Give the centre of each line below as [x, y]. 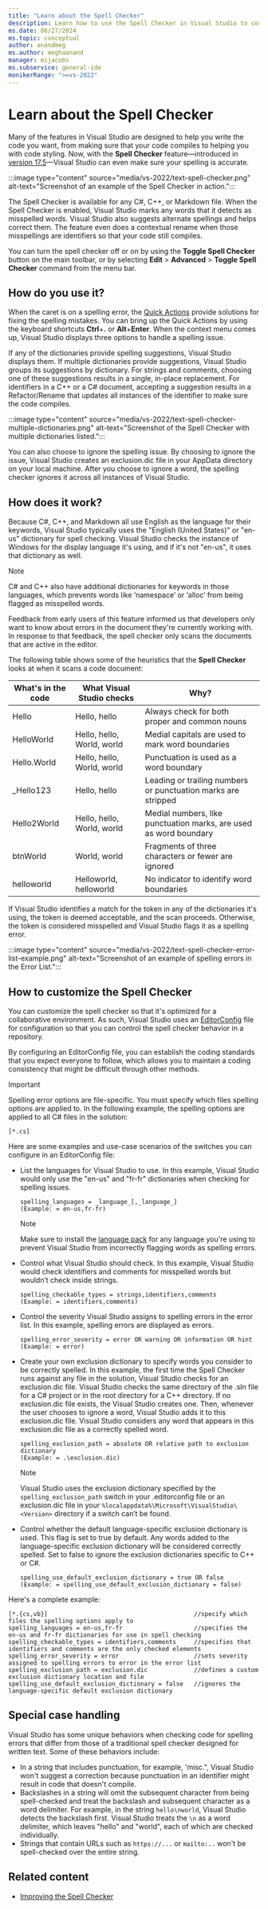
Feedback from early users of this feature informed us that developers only [132, 619]
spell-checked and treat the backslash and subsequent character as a [135, 1800]
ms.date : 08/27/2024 [43, 30]
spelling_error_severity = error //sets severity [128, 1656]
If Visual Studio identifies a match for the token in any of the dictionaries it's [132, 909]
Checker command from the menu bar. [73, 267]
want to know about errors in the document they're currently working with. [131, 628]
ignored [159, 866]
